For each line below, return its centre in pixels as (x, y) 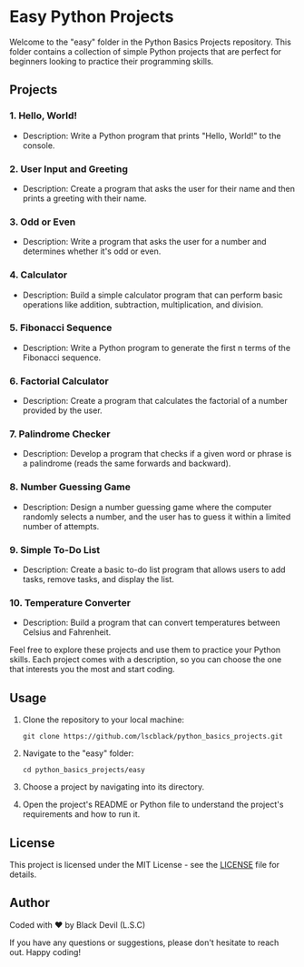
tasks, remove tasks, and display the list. (98, 579)
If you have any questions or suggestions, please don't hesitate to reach (144, 942)
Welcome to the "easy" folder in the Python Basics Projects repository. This (151, 42)
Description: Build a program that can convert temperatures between (151, 623)
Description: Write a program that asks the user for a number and (144, 242)
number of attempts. (61, 526)
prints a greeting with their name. (84, 198)
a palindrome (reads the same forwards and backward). (127, 463)
